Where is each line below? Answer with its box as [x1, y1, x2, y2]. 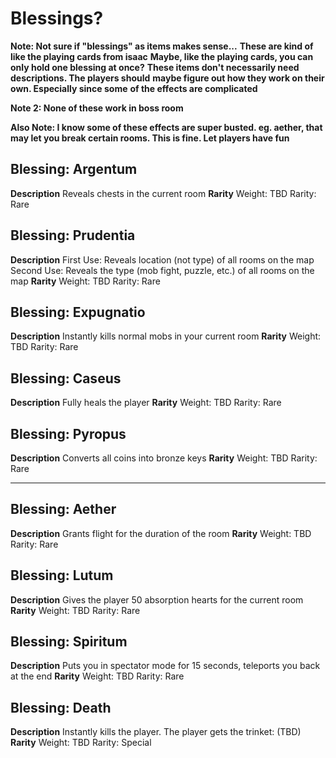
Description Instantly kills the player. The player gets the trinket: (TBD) [10, 726, 302, 738]
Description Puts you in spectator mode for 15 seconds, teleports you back [10, 660, 321, 672]
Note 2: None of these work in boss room [10, 102, 184, 114]
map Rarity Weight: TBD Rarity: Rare [10, 275, 161, 287]
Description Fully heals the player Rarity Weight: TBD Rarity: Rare [10, 397, 282, 409]
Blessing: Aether [10, 501, 117, 518]
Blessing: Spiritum [10, 633, 128, 651]
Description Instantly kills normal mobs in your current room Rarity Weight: [10, 330, 322, 342]
